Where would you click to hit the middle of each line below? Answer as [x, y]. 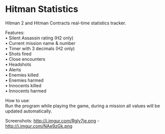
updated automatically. [29, 111]
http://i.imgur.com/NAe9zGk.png [39, 126]
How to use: [17, 100]
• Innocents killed [23, 85]
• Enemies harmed [24, 80]
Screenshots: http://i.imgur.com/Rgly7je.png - [52, 121]
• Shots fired [18, 54]
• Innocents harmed [26, 91]
